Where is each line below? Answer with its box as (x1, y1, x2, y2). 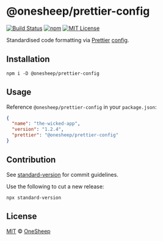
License (6, 211, 37, 221)
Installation (6, 54, 50, 65)
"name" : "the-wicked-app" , (12, 120, 81, 127)
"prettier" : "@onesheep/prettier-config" (12, 132, 119, 138)
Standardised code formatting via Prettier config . (6, 36, 129, 43)
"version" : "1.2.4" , (12, 127, 64, 133)
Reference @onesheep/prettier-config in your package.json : (6, 103, 157, 111)
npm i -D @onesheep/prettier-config (6, 70, 100, 76)
